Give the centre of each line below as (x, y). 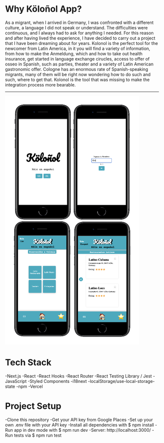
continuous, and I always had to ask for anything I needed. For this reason (79, 33)
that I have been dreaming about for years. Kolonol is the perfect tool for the (82, 43)
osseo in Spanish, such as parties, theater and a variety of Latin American (79, 64)
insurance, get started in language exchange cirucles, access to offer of (77, 59)
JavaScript (16, 381)
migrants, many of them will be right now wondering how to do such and (78, 74)
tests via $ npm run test (38, 435)
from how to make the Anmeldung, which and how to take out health (74, 53)
